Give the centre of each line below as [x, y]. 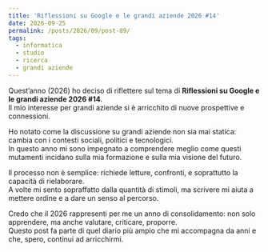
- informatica [39, 46]
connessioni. [29, 116]
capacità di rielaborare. [46, 181]
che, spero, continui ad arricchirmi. [66, 239]
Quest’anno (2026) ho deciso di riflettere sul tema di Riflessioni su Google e [134, 90]
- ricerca [32, 61]
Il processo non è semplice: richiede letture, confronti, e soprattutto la [123, 172]
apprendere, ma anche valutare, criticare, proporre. [93, 222]
